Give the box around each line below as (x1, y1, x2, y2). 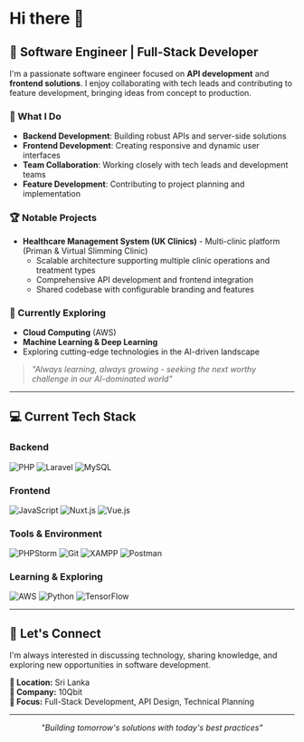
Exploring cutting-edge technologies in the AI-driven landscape (22, 346, 261, 357)
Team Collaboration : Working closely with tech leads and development (22, 159, 289, 170)
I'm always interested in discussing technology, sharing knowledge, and (9, 650, 278, 660)
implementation (22, 188, 81, 199)
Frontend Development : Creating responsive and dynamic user (22, 140, 260, 151)
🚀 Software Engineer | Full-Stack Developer (9, 44, 259, 60)
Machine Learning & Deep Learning (22, 336, 158, 347)
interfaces (22, 149, 61, 161)
